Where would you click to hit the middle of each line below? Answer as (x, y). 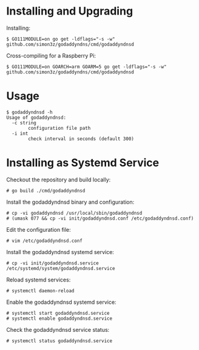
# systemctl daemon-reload (40, 291)
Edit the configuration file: (39, 229)
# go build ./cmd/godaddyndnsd (46, 190)
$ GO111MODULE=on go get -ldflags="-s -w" (61, 39)
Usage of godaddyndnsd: (36, 117)
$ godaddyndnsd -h (29, 112)
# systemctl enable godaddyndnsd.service (59, 318)
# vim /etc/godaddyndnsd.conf (45, 241)
